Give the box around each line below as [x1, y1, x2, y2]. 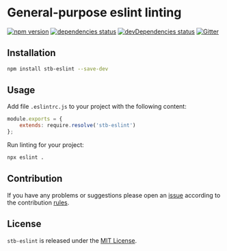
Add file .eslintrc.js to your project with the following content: [7, 103, 187, 111]
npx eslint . [7, 154, 44, 161]
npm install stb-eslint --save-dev [7, 65, 109, 72]
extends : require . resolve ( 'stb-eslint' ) [19, 122, 136, 129]
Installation [7, 47, 56, 59]
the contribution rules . [7, 198, 70, 207]
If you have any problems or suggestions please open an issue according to [7, 191, 221, 199]
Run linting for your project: [7, 141, 84, 149]
